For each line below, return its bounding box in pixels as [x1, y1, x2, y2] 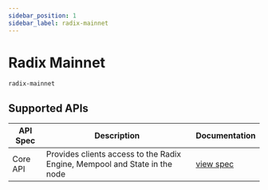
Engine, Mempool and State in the [46, 159, 173, 170]
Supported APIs [8, 101, 89, 115]
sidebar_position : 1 [8, 11, 77, 20]
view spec [195, 159, 234, 170]
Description [94, 130, 140, 141]
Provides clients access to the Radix [46, 148, 182, 160]
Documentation [195, 130, 256, 141]
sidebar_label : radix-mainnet [8, 19, 109, 27]
